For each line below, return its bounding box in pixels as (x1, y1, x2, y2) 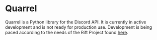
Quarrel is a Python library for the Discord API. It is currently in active (5, 19, 147, 25)
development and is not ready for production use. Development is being (5, 24, 153, 30)
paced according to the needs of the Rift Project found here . (5, 29, 128, 35)
